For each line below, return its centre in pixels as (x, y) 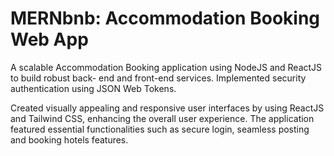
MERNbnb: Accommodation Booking (165, 18)
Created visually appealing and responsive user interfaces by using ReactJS (167, 108)
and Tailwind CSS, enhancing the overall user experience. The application (162, 118)
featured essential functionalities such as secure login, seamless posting (160, 129)
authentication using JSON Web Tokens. (93, 88)
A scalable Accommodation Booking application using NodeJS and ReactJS (166, 67)
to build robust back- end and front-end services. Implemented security (158, 78)
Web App (49, 39)
